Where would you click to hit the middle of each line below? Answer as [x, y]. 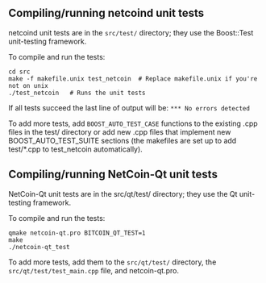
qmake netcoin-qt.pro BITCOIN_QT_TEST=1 [77, 233]
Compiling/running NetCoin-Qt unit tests [113, 175]
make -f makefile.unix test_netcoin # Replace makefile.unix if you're [133, 79]
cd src [19, 72]
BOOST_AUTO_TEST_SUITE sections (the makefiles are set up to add [123, 140]
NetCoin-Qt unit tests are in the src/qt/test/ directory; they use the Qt [123, 194]
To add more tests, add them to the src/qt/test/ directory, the [112, 262]
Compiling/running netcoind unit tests [106, 13]
